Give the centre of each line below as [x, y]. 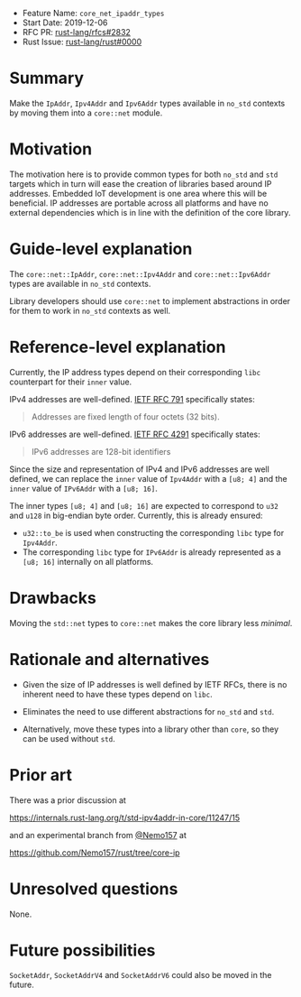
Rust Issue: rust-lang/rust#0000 [82, 42]
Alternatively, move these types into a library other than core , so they [150, 729]
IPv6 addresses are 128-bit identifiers [101, 451]
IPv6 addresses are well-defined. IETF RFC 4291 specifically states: [135, 434]
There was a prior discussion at [68, 800]
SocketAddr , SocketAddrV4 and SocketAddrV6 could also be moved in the [141, 975]
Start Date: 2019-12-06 [65, 23]
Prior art [41, 775]
